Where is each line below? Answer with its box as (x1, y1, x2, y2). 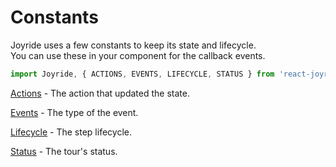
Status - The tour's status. (10, 145, 118, 157)
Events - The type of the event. (10, 106, 139, 118)
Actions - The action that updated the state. (10, 87, 190, 99)
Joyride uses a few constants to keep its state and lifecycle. (10, 39, 257, 51)
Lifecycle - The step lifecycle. (10, 126, 132, 138)
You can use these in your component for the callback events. (10, 49, 266, 61)
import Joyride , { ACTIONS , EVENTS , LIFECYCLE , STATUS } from (10, 69, 275, 79)
